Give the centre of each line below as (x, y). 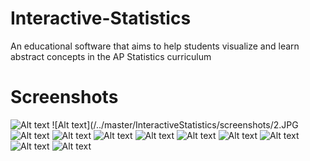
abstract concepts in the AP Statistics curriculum (111, 56)
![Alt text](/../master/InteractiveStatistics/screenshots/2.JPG (175, 124)
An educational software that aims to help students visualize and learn (155, 46)
